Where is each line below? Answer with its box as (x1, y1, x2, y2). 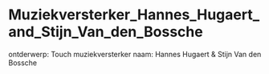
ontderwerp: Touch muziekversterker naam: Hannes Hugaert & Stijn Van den (8, 49, 262, 59)
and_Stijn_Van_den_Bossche (8, 23, 203, 41)
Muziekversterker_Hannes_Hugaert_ (8, 6, 259, 24)
